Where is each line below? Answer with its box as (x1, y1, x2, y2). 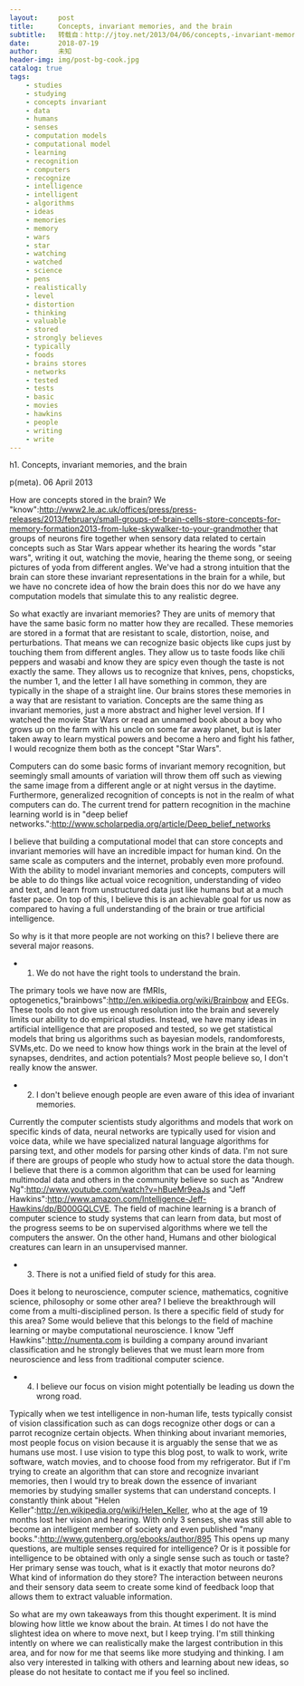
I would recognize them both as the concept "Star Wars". (9, 743, 222, 754)
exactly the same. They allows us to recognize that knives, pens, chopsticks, (9, 666, 295, 677)
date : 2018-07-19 (9, 38, 100, 48)
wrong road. (35, 1390, 82, 1401)
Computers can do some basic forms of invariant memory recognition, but (9, 761, 287, 771)
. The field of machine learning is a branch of (109, 1203, 277, 1215)
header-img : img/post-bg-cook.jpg (9, 55, 140, 64)
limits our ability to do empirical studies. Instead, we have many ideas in (9, 1014, 277, 1025)
